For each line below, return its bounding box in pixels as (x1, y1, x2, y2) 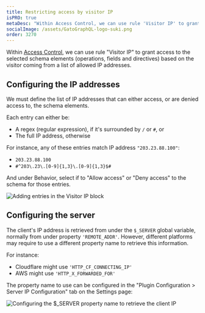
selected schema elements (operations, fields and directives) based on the (6, 55, 194, 62)
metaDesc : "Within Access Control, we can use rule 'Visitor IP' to (6, 20, 184, 26)
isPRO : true (6, 15, 37, 21)
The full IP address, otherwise (15, 132, 91, 139)
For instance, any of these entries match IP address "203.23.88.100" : (6, 144, 180, 151)
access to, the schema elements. (6, 101, 90, 109)
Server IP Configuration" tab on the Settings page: (6, 288, 133, 295)
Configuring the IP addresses (6, 79, 120, 89)
